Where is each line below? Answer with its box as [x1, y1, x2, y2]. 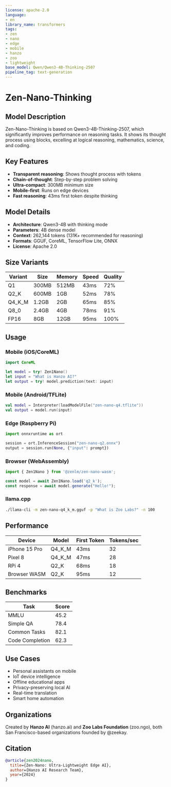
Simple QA [8, 620, 33, 628]
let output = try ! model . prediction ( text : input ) [5, 379, 114, 384]
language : [5, 12, 27, 17]
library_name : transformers [5, 22, 66, 27]
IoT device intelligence [12, 673, 61, 679]
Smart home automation [12, 695, 64, 702]
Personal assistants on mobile [12, 668, 77, 674]
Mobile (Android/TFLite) [5, 391, 67, 398]
